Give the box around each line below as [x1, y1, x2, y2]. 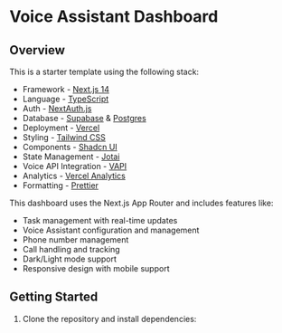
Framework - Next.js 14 [22, 84, 110, 94]
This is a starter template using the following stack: [9, 66, 200, 77]
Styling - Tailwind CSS [22, 132, 107, 142]
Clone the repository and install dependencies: [22, 313, 197, 324]
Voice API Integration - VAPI [22, 161, 127, 171]
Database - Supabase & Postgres [22, 113, 146, 123]
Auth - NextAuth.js [22, 103, 92, 114]
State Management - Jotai [22, 151, 120, 162]
